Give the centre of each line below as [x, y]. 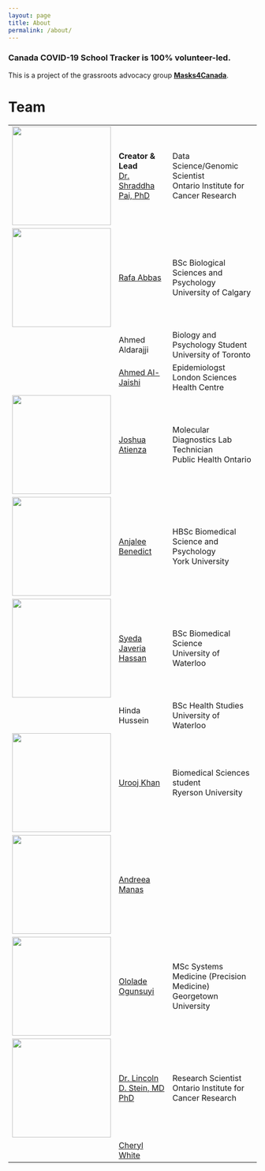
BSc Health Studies [208, 705]
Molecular [191, 429]
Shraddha [137, 185]
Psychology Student [209, 345]
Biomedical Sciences [211, 772]
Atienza [133, 449]
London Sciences [205, 377]
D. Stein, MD [142, 1088]
